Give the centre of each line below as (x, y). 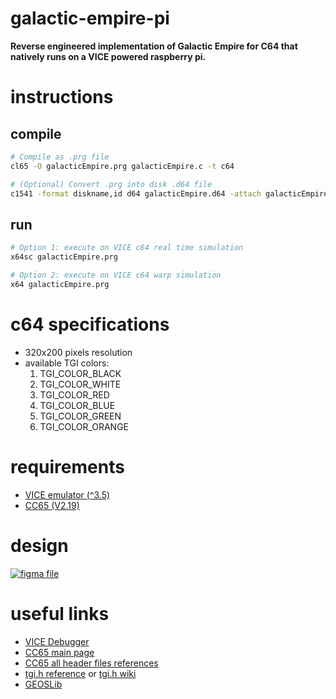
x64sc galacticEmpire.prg (64, 257)
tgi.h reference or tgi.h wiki (80, 673)
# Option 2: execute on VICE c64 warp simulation (116, 275)
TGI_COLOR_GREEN (80, 416)
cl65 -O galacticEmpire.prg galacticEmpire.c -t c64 (122, 166)
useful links (60, 613)
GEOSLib (43, 684)
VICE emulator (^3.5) (67, 494)
